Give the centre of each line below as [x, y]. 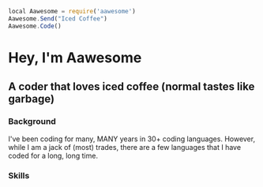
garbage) [32, 99]
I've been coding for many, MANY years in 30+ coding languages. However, [131, 139]
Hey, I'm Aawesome [75, 57]
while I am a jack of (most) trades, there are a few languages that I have [125, 147]
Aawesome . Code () [35, 26]
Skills [19, 176]
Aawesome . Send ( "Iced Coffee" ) [58, 19]
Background [32, 122]
